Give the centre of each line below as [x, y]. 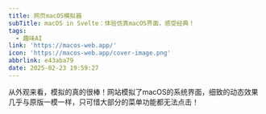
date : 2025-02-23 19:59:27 [54, 68]
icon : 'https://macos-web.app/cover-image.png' [90, 53]
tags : [17, 31]
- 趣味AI [29, 38]
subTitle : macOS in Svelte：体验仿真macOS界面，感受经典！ [102, 23]
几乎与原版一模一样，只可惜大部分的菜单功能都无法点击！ [104, 102]
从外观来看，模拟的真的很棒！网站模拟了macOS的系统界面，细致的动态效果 [133, 92]
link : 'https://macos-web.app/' [62, 46]
